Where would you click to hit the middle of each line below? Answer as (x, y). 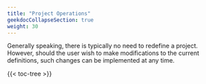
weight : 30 (23, 26)
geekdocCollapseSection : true (51, 20)
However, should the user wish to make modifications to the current (103, 53)
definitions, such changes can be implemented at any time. (91, 61)
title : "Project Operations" (49, 13)
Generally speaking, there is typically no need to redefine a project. (103, 46)
